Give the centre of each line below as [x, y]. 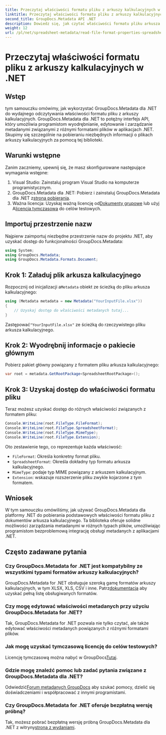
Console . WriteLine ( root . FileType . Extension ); [53, 437]
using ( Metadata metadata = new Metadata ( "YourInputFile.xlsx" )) [74, 301]
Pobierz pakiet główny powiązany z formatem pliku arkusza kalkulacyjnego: [82, 365]
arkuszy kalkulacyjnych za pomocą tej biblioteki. [54, 140]
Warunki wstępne [33, 156]
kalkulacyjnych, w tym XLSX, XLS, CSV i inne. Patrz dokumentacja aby [76, 588]
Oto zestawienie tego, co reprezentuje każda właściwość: [64, 446]
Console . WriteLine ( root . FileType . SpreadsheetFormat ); [62, 428]
